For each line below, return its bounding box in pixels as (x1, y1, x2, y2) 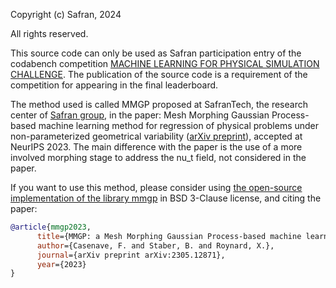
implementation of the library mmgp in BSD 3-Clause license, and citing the (10, 192, 322, 204)
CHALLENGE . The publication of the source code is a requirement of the (10, 69, 308, 80)
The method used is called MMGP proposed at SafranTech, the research (10, 99, 308, 110)
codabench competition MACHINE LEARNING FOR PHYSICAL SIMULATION (10, 58, 320, 69)
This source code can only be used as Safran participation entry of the (10, 47, 302, 59)
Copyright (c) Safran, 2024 (10, 9, 122, 20)
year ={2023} (36, 259, 87, 269)
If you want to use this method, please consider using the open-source (10, 182, 303, 193)
